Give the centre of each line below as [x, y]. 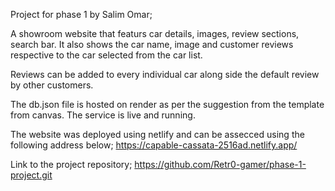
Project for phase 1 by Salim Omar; [81, 14]
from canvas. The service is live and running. [103, 115]
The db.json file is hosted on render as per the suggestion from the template [167, 104]
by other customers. [52, 85]
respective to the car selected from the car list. [106, 55]
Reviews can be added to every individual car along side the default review [165, 74]
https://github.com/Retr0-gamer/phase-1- [220, 164]
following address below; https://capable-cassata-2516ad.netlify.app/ [154, 145]
